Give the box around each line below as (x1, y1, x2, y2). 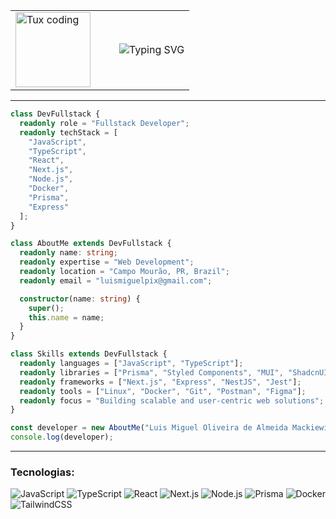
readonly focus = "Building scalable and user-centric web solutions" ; (19, 395, 325, 406)
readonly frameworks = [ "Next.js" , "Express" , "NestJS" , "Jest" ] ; (19, 377, 302, 387)
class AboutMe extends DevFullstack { (10, 239, 172, 249)
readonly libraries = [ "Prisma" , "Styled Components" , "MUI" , (19, 367, 284, 378)
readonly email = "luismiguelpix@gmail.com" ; (19, 275, 213, 286)
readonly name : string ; (19, 248, 118, 258)
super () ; (28, 303, 65, 313)
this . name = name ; (28, 312, 105, 323)
